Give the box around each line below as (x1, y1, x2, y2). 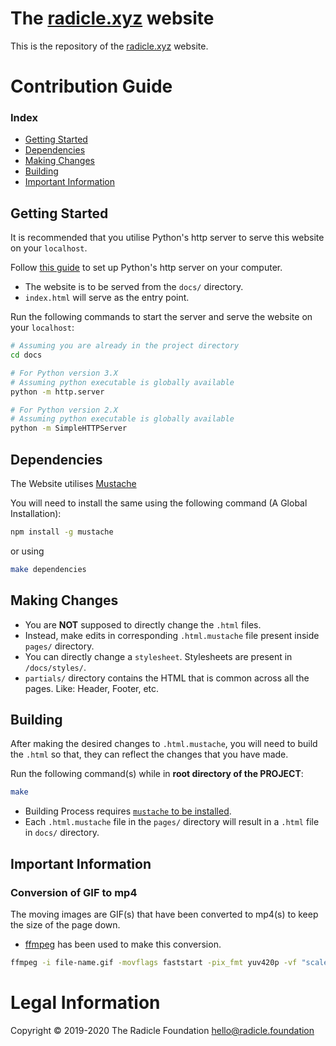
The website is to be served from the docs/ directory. (24, 281, 244, 293)
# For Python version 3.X (10, 368, 118, 378)
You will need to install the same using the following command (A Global (10, 497, 308, 509)
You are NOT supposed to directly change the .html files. (24, 618, 262, 631)
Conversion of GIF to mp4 (10, 885, 138, 899)
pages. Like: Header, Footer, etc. (24, 682, 160, 694)
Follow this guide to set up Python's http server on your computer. (10, 262, 283, 274)
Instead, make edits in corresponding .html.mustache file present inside (24, 629, 320, 641)
